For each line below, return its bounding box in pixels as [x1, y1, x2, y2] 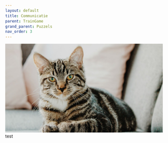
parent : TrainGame [5, 18, 43, 23]
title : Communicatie [5, 13, 48, 18]
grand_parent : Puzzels [5, 24, 52, 29]
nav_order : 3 [5, 29, 32, 34]
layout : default [5, 8, 39, 13]
